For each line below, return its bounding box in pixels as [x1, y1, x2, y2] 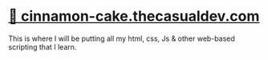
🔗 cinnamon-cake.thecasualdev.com [8, 7, 260, 26]
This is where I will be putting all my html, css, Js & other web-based [8, 34, 235, 43]
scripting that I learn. [8, 42, 77, 51]
